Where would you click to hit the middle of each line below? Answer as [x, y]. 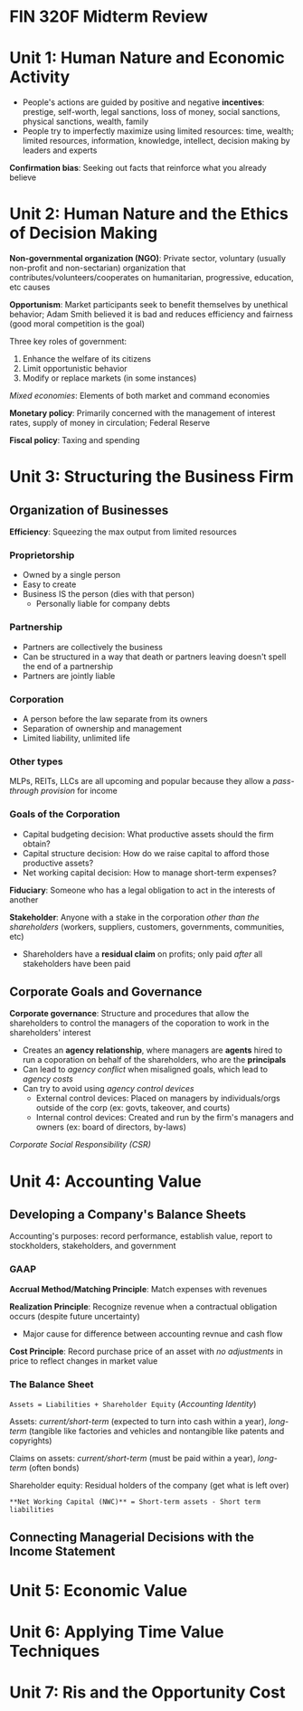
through [24, 791]
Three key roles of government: [68, 342]
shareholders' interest [50, 1033]
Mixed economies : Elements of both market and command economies [140, 396]
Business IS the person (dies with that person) [109, 594]
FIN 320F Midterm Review [109, 17]
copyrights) [31, 1441]
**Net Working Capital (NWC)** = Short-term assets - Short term [135, 1502]
